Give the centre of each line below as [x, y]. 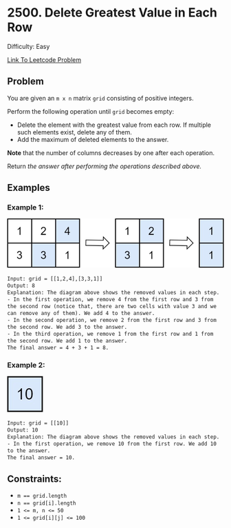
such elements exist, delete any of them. [75, 132]
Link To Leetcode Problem [44, 59]
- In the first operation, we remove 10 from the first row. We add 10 [112, 444]
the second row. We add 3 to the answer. [67, 327]
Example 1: [25, 207]
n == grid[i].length [46, 504]
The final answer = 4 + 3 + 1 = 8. [58, 348]
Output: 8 [21, 286]
